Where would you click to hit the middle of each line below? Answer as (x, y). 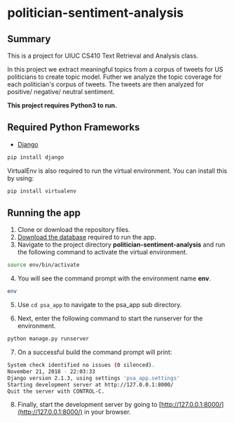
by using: (21, 178)
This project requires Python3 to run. (62, 105)
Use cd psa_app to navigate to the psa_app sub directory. (99, 305)
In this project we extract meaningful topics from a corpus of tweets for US (115, 69)
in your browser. (107, 412)
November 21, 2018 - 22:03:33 (51, 371)
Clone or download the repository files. (74, 230)
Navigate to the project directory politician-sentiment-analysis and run (121, 245)
